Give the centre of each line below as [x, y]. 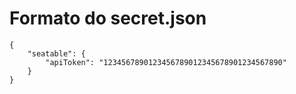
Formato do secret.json [108, 18]
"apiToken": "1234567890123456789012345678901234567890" [166, 62]
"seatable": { [56, 53]
